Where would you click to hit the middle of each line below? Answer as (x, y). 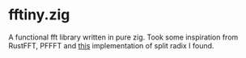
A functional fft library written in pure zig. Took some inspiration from (123, 37)
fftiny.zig (39, 15)
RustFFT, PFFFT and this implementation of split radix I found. (111, 45)
